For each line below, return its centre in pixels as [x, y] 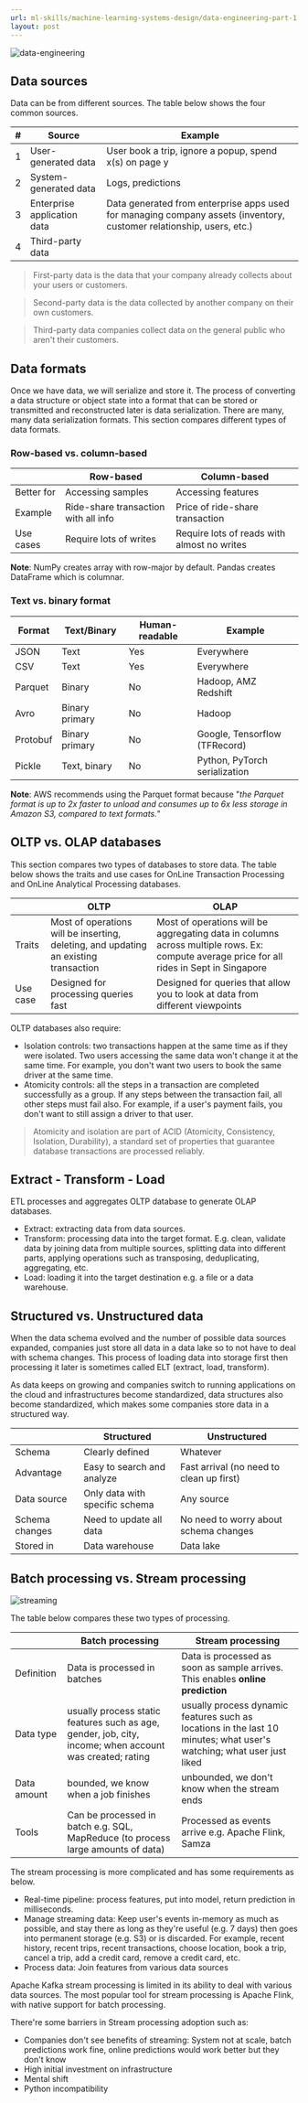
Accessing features [218, 492]
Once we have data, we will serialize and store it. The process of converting [153, 391]
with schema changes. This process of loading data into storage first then [149, 1357]
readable [158, 636]
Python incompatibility [66, 2088]
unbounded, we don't [227, 1777]
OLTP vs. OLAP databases [86, 842]
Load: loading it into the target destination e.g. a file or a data [138, 1278]
